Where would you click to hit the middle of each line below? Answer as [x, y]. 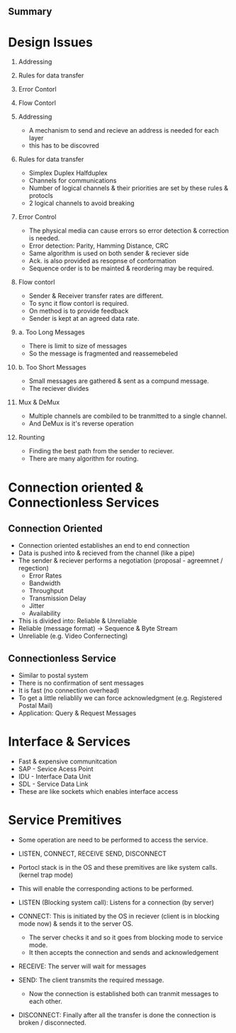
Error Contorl [37, 89]
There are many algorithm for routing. [84, 459]
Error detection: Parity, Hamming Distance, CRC [99, 246]
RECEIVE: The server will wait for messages [82, 966]
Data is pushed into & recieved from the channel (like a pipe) [106, 553]
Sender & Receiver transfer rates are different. [96, 296]
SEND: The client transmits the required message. [91, 980]
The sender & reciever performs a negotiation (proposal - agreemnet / [120, 560]
